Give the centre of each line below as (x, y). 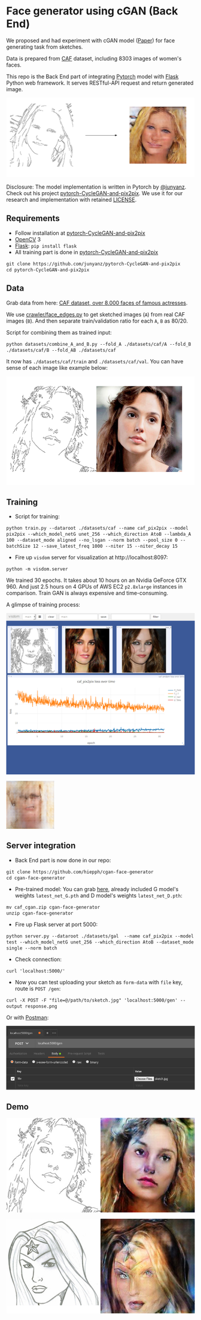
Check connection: (38, 959)
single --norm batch (32, 948)
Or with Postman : (28, 1017)
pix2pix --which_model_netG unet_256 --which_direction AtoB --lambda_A (99, 534)
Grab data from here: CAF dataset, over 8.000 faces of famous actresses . (97, 303)
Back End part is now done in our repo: (63, 860)
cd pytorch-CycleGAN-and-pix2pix (48, 270)
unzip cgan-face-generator (40, 913)
